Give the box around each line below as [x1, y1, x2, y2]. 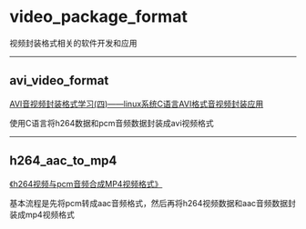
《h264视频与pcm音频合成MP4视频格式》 [9, 178, 163, 189]
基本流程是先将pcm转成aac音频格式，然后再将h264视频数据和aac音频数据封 [9, 197, 296, 208]
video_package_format [9, 6, 189, 27]
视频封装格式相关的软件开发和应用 [9, 37, 138, 48]
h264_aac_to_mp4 [9, 153, 117, 169]
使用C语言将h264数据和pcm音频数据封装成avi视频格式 [9, 117, 214, 128]
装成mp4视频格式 [9, 209, 75, 220]
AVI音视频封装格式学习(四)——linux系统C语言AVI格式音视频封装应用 [9, 98, 264, 109]
